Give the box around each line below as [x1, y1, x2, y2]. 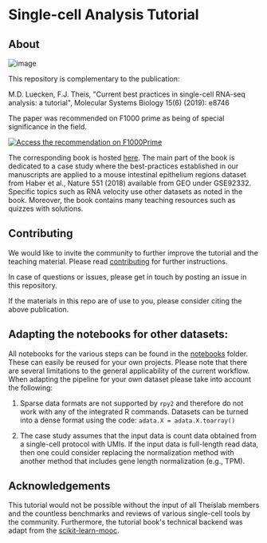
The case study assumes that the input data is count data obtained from [19, 430, 257, 440]
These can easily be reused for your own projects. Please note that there [8, 357, 248, 367]
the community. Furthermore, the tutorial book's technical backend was [8, 517, 243, 527]
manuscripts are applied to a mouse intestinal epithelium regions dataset [8, 170, 247, 179]
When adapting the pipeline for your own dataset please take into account [8, 374, 251, 384]
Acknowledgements [8, 479, 111, 493]
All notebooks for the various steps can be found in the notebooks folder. [8, 349, 249, 359]
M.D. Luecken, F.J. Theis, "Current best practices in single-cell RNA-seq [8, 89, 245, 99]
